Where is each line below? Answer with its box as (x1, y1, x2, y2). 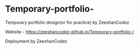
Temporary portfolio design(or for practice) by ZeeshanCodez (5, 19, 129, 25)
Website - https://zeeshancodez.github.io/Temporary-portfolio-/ (5, 29, 134, 34)
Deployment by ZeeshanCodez (5, 38, 67, 44)
